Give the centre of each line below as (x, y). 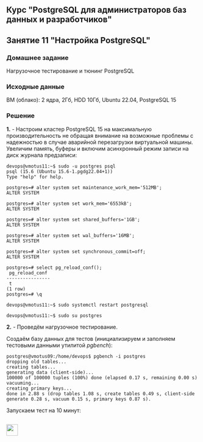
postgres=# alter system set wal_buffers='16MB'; (71, 235)
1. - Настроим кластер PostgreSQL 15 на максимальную (79, 129)
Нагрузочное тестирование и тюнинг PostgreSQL (70, 71)
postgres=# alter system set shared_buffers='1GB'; (73, 219)
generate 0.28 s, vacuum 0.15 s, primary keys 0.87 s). (79, 399)
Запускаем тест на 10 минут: (44, 410)
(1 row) (16, 289)
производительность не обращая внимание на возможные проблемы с (100, 135)
